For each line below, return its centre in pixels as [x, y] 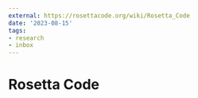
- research [26, 38]
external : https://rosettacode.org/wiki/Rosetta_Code [99, 16]
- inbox [21, 45]
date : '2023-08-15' [41, 23]
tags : [17, 30]
